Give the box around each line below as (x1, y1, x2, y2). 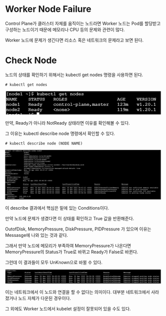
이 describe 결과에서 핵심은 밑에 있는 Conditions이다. (5, 205, 110, 211)
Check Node (5, 55, 57, 66)
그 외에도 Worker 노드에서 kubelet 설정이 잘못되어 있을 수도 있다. (5, 306, 131, 312)
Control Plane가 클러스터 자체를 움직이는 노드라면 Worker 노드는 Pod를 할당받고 (5, 20, 161, 26)
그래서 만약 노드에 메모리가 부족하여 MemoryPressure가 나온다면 (5, 243, 131, 249)
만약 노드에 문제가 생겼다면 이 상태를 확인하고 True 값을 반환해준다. (5, 216, 134, 222)
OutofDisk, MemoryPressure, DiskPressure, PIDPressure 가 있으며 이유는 (5, 226, 152, 232)
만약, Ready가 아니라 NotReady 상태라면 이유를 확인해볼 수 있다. (5, 120, 130, 126)
